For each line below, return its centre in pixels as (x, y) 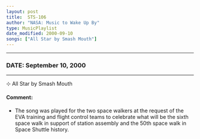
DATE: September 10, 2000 (46, 65)
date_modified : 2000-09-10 (40, 34)
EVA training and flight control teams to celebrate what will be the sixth (101, 117)
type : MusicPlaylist (32, 28)
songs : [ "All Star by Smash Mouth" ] (51, 39)
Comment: (20, 97)
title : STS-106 (26, 17)
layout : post (22, 12)
